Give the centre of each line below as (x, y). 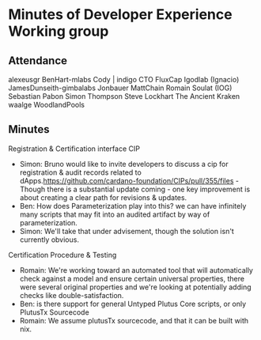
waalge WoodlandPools (47, 105)
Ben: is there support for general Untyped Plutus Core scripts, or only (133, 304)
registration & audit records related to (81, 172)
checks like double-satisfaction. (72, 295)
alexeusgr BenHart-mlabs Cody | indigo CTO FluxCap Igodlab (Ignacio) (124, 79)
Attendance (38, 60)
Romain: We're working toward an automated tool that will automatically (136, 270)
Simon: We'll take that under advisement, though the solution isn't (127, 231)
